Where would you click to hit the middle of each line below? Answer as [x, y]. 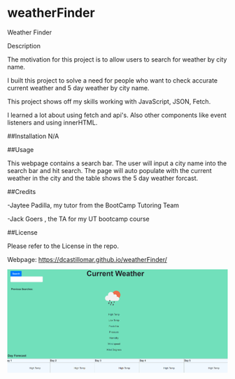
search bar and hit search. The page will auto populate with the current [109, 170]
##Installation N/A [33, 136]
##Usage [21, 149]
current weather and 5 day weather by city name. [78, 88]
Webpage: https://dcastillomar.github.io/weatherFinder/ [87, 259]
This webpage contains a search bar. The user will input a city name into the [117, 163]
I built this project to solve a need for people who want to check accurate [113, 80]
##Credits [22, 191]
